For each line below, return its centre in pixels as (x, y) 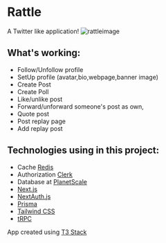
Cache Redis (35, 167)
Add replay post (40, 128)
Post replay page (41, 121)
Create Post (34, 84)
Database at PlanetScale (52, 181)
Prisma (27, 204)
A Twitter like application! (43, 31)
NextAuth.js (34, 196)
